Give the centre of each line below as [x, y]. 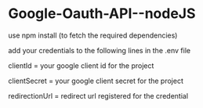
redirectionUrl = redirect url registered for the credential [98, 95]
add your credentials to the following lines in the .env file [99, 50]
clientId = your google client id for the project [81, 65]
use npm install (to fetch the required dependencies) [93, 35]
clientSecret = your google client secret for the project [96, 81]
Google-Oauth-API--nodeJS [102, 14]
